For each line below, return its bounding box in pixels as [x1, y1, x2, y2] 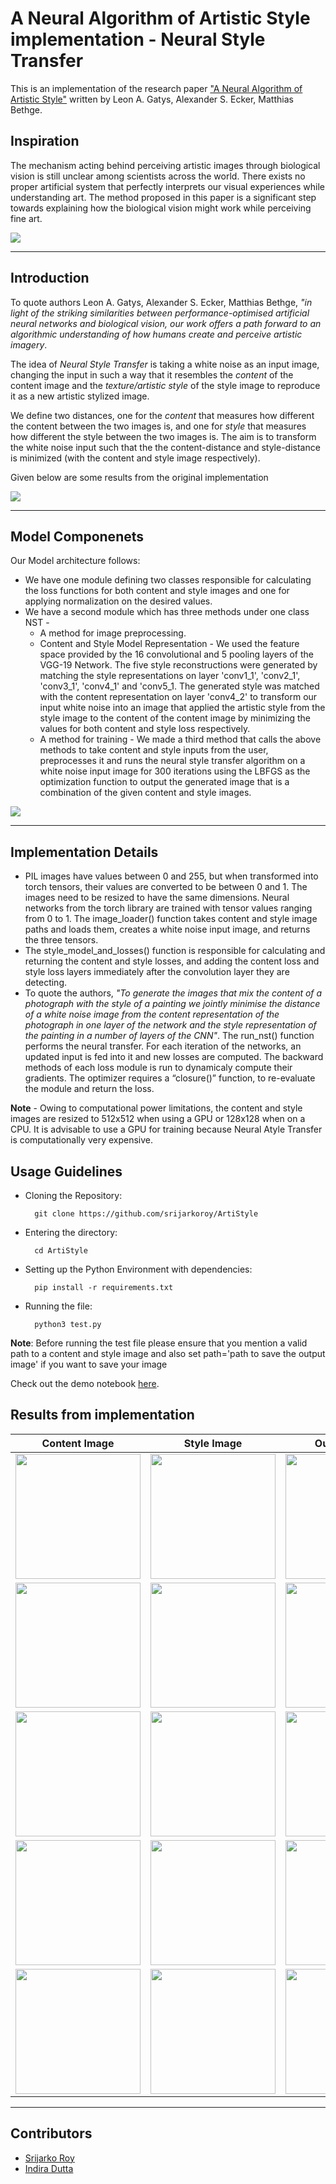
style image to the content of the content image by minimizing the [39, 712, 312, 724]
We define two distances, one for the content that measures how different [10, 409, 315, 421]
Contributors [10, 2125, 93, 2142]
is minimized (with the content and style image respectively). [10, 452, 261, 464]
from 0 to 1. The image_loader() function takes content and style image [24, 913, 318, 925]
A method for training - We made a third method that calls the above [39, 733, 322, 746]
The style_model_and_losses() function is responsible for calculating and [24, 945, 326, 957]
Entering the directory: [24, 1227, 118, 1238]
